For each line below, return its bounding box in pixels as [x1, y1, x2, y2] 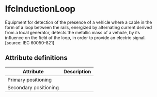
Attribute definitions [5, 54, 68, 62]
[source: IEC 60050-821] [5, 40, 55, 45]
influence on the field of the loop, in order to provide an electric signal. [5, 35, 146, 41]
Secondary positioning [7, 84, 59, 91]
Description [63, 68, 91, 75]
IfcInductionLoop [5, 3, 76, 14]
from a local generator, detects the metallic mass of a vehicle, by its [5, 29, 140, 35]
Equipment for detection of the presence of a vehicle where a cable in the [5, 19, 152, 25]
